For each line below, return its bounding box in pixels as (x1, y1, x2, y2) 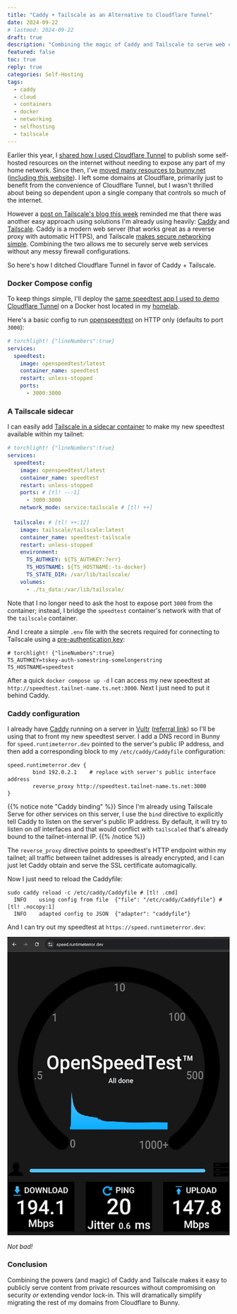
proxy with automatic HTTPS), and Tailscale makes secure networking (7, 232, 212, 240)
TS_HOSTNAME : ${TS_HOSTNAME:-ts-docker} (25, 563, 147, 571)
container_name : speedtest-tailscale (20, 534, 131, 541)
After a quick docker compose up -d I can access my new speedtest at (7, 676, 210, 684)
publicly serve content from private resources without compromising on (7, 1283, 216, 1291)
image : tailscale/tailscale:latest (20, 526, 125, 533)
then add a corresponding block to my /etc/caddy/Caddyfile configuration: (7, 747, 226, 755)
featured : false (7, 49, 55, 56)
